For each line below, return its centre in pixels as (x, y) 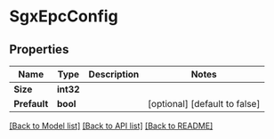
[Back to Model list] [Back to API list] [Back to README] (111, 126)
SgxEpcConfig (64, 16)
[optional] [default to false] (204, 104)
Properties (39, 49)
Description (114, 74)
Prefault (31, 104)
